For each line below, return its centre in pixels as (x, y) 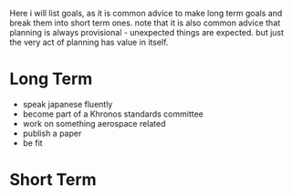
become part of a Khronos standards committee (113, 114)
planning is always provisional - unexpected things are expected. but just (147, 32)
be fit (32, 143)
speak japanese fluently (68, 104)
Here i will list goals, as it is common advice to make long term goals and (146, 13)
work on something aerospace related (94, 123)
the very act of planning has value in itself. (89, 42)
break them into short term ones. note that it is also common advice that (145, 23)
